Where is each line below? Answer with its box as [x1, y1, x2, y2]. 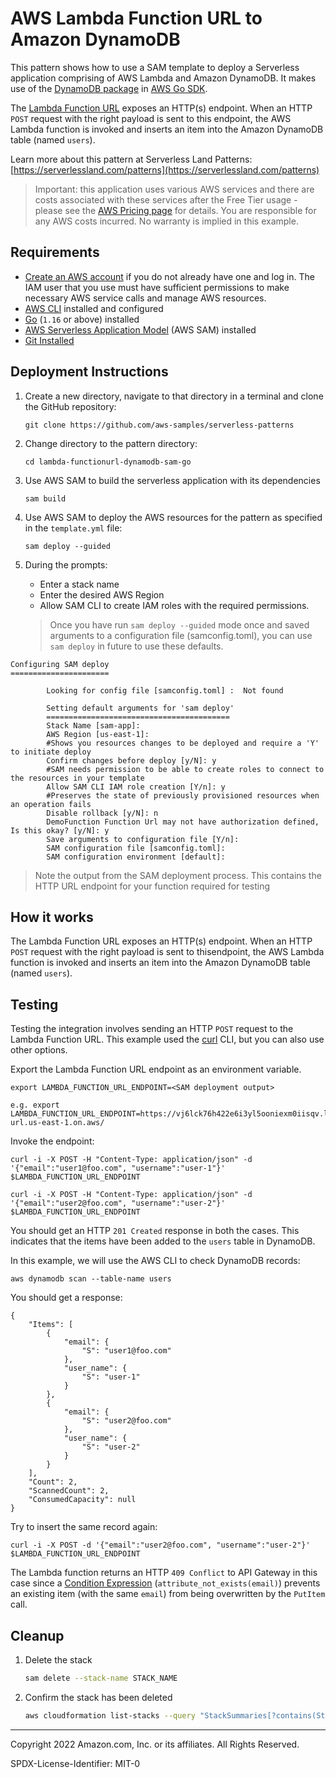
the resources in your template [10, 773, 145, 783]
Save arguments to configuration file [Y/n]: [46, 834, 240, 844]
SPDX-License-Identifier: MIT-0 [10, 1757, 141, 1769]
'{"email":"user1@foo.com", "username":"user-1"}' [10, 1163, 226, 1174]
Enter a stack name [39, 578, 120, 590]
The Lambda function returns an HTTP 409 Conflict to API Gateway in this [10, 1567, 318, 1579]
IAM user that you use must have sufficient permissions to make [24, 281, 290, 293]
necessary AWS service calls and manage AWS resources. [24, 292, 267, 304]
